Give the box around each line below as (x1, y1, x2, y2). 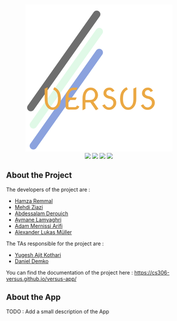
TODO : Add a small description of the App (6, 307, 110, 315)
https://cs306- (134, 269, 170, 276)
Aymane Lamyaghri (14, 216, 62, 223)
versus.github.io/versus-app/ (6, 275, 77, 282)
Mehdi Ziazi (14, 203, 43, 210)
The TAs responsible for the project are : (6, 240, 104, 247)
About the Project (6, 170, 72, 180)
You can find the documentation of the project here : (6, 269, 133, 276)
